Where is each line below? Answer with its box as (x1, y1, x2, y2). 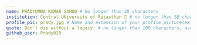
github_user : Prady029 (6, 30, 62, 36)
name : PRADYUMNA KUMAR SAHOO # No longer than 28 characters (6, 8, 159, 15)
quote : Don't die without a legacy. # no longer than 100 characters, (6, 25, 182, 31)
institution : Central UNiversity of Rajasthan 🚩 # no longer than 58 (6, 14, 180, 20)
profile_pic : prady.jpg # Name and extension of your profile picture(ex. (6, 19, 193, 25)
